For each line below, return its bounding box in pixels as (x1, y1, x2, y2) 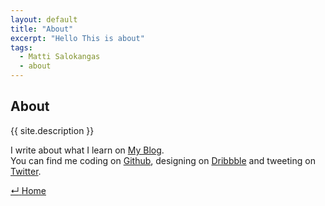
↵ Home (10, 184, 47, 196)
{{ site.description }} (10, 124, 95, 136)
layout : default (10, 14, 78, 25)
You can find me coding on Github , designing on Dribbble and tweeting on (10, 154, 316, 166)
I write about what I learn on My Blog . (10, 144, 165, 156)
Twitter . (10, 165, 42, 177)
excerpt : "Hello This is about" (10, 33, 145, 43)
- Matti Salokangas (19, 52, 101, 62)
